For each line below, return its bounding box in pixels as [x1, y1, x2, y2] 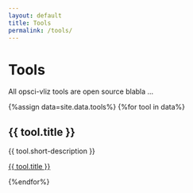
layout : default [8, 11, 62, 20]
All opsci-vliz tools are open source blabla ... [8, 87, 154, 96]
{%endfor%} [8, 177, 50, 187]
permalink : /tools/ [8, 26, 73, 34]
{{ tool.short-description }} [8, 146, 95, 156]
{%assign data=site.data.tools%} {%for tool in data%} [8, 102, 185, 112]
